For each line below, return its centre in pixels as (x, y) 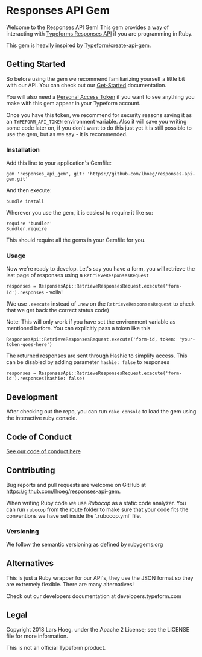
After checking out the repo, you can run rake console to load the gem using (101, 412)
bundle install (25, 202)
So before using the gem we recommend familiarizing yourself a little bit (96, 78)
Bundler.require (27, 229)
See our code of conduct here (44, 451)
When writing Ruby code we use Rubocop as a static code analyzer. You (96, 503)
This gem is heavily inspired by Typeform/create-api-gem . (79, 45)
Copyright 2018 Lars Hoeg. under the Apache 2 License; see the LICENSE (98, 629)
